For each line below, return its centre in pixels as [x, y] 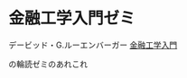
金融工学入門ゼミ [72, 18]
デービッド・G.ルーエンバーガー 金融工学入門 [93, 45]
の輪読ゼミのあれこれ [48, 64]
